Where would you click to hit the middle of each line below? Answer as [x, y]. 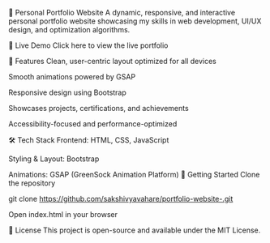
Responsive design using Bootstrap [68, 92]
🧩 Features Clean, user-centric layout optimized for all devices [112, 61]
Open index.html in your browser [63, 214]
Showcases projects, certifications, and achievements [99, 108]
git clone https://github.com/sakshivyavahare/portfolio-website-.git [121, 199]
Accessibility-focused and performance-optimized [93, 124]
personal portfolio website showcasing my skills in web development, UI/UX [135, 21]
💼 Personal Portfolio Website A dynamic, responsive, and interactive [122, 13]
